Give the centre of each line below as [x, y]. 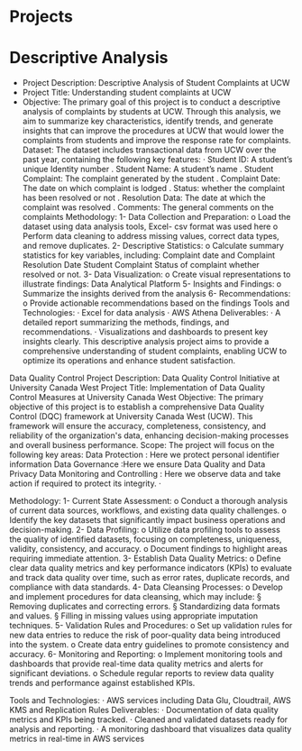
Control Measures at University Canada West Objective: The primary [137, 398]
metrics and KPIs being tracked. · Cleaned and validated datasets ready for [149, 719]
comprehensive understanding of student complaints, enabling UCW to [154, 351]
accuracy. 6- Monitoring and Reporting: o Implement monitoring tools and [146, 655]
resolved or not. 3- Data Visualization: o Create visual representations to [156, 275]
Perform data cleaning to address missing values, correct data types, [151, 236]
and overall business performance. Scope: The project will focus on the [142, 445]
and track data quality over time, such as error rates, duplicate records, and [150, 578]
